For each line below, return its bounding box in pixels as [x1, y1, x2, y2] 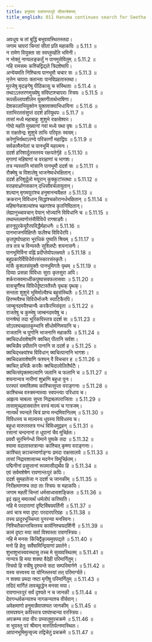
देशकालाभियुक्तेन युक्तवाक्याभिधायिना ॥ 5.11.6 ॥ [6, 102, 98, 110]
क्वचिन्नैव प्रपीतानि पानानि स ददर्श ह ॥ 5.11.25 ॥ [6, 342, 97, 349]
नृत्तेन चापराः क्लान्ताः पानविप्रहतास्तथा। [6, 75, 78, 83]
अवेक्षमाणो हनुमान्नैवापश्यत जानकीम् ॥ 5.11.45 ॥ [6, 602, 96, 609]
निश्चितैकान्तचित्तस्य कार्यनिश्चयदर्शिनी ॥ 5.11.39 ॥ [6, 522, 103, 529]
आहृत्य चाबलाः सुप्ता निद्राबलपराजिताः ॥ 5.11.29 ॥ [6, 395, 101, 403]
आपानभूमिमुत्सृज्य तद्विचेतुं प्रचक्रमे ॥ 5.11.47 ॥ [6, 628, 93, 635]
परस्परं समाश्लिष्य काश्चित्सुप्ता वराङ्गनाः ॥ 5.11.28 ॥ [6, 382, 107, 389]
